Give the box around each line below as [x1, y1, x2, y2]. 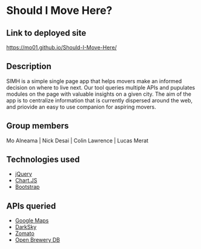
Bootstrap [15, 183, 40, 191]
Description [6, 61, 51, 71]
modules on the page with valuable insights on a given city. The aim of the [6, 90, 192, 98]
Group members [6, 121, 69, 131]
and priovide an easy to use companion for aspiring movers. [6, 103, 156, 110]
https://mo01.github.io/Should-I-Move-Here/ [6, 44, 117, 51]
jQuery [15, 170, 32, 178]
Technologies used [6, 154, 80, 165]
